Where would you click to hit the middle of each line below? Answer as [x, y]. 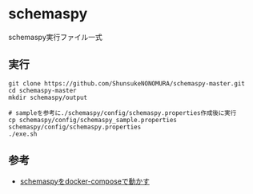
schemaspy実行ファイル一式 [55, 37]
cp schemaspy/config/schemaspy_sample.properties [93, 120]
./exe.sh [23, 134]
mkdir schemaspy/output [48, 97]
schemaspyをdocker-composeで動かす [85, 181]
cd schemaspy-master [43, 90]
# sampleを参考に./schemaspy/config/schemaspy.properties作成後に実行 [122, 113]
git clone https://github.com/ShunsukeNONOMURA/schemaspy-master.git [127, 83]
